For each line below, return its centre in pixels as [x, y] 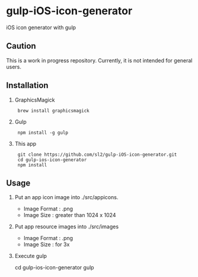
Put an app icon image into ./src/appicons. [66, 197]
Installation [27, 85]
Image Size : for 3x [47, 244]
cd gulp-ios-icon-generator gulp [54, 267]
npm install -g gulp [43, 133]
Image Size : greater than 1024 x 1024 [70, 215]
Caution [21, 46]
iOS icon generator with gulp [41, 27]
